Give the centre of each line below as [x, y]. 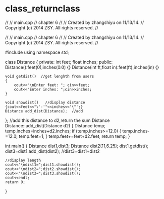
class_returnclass [43, 9]
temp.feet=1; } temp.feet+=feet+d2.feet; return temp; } [75, 136]
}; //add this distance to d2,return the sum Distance [57, 120]
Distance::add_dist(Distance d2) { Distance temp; [55, 125]
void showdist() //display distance [45, 102]
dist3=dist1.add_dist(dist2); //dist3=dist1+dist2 [53, 151]
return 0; [15, 182]
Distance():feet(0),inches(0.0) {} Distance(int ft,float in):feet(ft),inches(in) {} [82, 67]
